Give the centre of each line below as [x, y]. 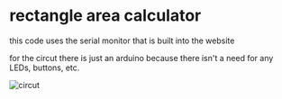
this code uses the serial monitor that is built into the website [122, 40]
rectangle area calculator [105, 16]
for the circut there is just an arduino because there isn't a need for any [141, 58]
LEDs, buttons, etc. [45, 67]
